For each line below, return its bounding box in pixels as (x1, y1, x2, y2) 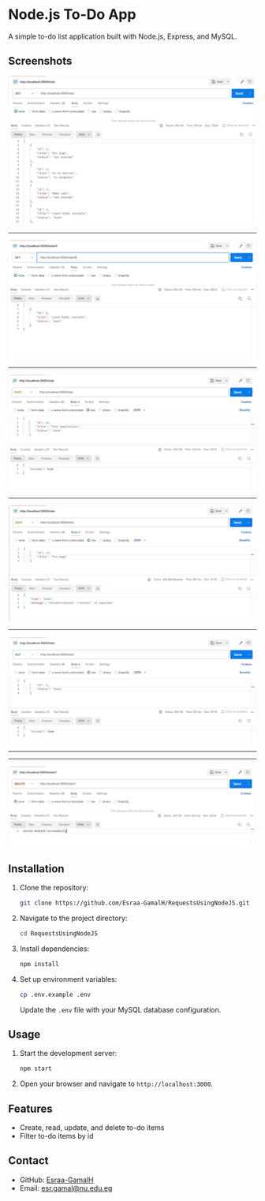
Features (8, 1102, 53, 1115)
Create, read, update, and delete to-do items (19, 1123, 165, 1132)
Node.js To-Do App (8, 6, 136, 24)
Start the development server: (19, 1049, 118, 1058)
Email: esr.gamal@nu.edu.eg (19, 1183, 113, 1192)
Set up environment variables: (19, 974, 118, 983)
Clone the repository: (19, 883, 89, 893)
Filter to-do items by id (19, 1132, 94, 1141)
